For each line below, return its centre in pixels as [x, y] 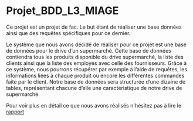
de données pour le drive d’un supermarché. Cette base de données [89, 50]
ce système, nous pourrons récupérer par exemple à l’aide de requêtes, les [97, 69]
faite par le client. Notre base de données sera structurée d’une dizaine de [96, 82]
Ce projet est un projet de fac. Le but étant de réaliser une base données [94, 27]
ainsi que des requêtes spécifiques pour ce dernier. [68, 33]
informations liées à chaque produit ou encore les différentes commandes [95, 75]
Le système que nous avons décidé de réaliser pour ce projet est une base [96, 44]
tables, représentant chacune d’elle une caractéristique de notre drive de [94, 88]
